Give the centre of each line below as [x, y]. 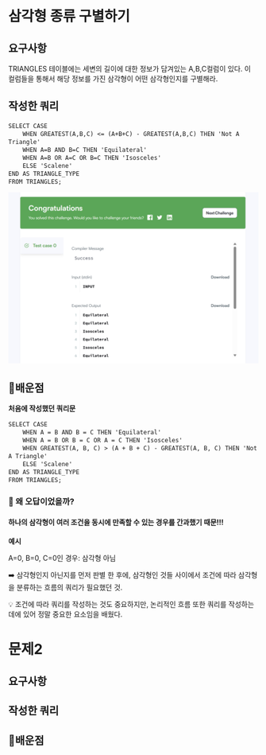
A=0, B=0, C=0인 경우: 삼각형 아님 [62, 558]
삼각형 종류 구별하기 [69, 16]
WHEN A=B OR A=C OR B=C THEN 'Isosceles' [92, 158]
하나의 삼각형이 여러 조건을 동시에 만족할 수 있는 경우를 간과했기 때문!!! [116, 522]
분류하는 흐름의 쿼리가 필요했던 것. [69, 588]
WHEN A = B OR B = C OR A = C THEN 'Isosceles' [102, 441]
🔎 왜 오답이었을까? [41, 502]
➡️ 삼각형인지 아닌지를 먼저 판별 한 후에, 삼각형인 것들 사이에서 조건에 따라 [122, 575]
